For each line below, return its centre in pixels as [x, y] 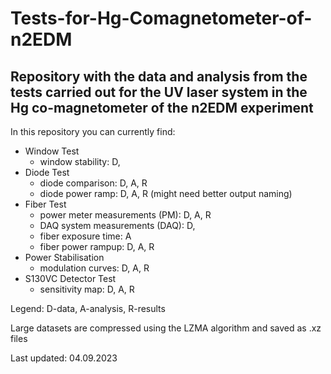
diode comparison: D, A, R [93, 183]
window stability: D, [80, 161]
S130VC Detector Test [70, 278]
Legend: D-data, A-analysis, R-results [88, 308]
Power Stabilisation [64, 257]
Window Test [52, 151]
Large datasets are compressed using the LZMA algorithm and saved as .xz [166, 328]
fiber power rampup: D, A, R [97, 246]
